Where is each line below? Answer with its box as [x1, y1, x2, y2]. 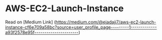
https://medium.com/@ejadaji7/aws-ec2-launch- [55, 19, 156, 25]
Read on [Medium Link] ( [5, 19, 56, 25]
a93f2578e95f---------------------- [5, 29, 79, 35]
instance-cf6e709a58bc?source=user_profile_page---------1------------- [5, 24, 157, 30]
